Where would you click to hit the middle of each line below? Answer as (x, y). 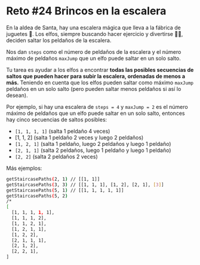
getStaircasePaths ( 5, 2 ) (37, 196)
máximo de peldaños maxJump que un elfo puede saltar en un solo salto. (93, 58)
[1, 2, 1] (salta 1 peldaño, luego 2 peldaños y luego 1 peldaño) (93, 144)
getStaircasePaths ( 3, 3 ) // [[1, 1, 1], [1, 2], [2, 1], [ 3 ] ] (85, 185)
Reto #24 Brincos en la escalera (86, 11)
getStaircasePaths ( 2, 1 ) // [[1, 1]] (53, 179)
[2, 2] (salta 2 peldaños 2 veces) (56, 156)
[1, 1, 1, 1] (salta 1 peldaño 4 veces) (62, 131)
